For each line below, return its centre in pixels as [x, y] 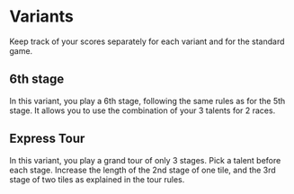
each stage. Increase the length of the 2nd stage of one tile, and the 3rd [143, 170]
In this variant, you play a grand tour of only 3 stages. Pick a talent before [145, 160]
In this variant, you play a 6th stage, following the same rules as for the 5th [147, 101]
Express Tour [47, 139]
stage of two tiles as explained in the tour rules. [97, 179]
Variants [42, 17]
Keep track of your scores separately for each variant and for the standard [147, 41]
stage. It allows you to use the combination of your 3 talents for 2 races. [143, 110]
